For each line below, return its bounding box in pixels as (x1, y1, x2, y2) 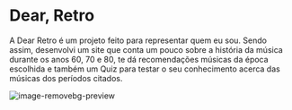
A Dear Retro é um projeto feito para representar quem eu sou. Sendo (9, 35, 268, 46)
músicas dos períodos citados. (9, 72, 123, 83)
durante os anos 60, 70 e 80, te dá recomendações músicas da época (9, 54, 269, 64)
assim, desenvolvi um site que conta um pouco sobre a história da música (9, 44, 283, 55)
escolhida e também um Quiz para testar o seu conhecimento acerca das (9, 63, 280, 74)
